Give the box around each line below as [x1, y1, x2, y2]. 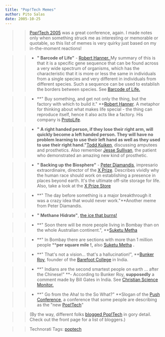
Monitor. [36, 282, 54, 288]
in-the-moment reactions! [29, 45, 82, 52]
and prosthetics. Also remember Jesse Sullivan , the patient [36, 147, 157, 153]
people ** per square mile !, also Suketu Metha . [36, 242, 135, 248]
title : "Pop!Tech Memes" [5, 7, 56, 12]
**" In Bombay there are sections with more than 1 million [36, 237, 153, 243]
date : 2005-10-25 [5, 16, 41, 21]
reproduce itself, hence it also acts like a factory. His [36, 112, 143, 118]
